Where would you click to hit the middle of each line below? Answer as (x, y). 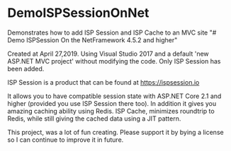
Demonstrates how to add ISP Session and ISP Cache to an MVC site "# (112, 32)
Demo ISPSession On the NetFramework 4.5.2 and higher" (92, 40)
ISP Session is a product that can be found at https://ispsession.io (103, 82)
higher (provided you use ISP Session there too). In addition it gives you (112, 103)
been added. (26, 68)
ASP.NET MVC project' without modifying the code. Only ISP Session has (114, 61)
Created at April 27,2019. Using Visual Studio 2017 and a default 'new (108, 54)
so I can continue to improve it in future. (66, 140)
